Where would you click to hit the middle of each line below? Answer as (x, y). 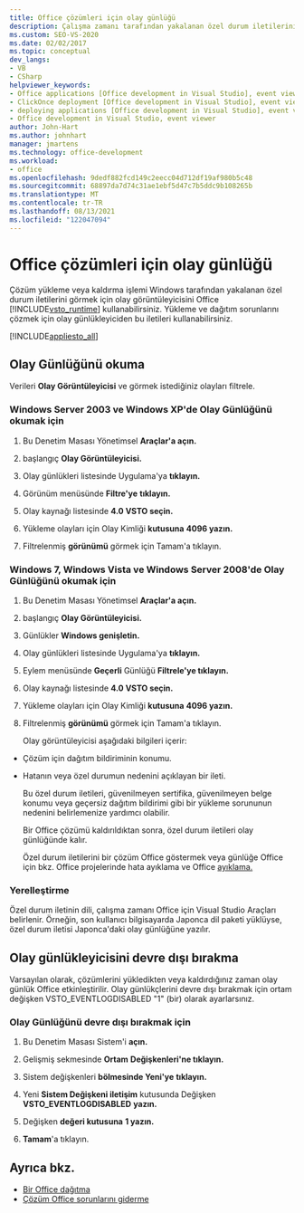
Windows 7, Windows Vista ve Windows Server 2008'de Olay (147, 569)
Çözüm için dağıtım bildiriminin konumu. (97, 758)
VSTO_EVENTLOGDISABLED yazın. (90, 1104)
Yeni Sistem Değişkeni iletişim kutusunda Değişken (119, 1094)
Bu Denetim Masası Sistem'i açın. (85, 1042)
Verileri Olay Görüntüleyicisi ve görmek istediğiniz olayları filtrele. (132, 387)
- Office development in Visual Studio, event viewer (113, 119)
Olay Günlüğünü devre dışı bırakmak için (100, 1022)
